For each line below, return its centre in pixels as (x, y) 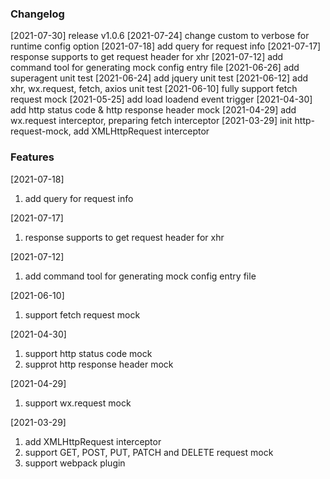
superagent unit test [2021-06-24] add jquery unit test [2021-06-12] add (159, 78)
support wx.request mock (78, 403)
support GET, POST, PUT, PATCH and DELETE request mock (149, 452)
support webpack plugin (75, 463)
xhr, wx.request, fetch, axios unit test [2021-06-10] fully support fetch (154, 89)
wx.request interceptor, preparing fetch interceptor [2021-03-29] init (151, 121)
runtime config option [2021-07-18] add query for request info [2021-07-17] (166, 46)
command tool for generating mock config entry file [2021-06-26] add (155, 68)
